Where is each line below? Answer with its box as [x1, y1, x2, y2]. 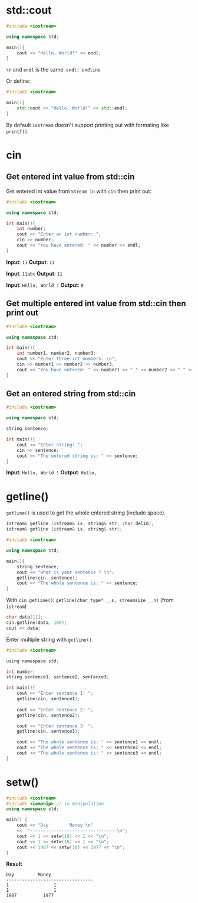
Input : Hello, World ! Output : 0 [6, 281, 84, 289]
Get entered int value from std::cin [6, 172, 135, 182]
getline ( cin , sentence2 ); [16, 712, 81, 718]
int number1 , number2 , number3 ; [16, 350, 96, 357]
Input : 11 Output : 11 [6, 258, 55, 266]
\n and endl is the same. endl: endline [6, 66, 101, 73]
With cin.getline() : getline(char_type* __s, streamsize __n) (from [6, 597, 174, 604]
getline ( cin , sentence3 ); [16, 729, 81, 734]
